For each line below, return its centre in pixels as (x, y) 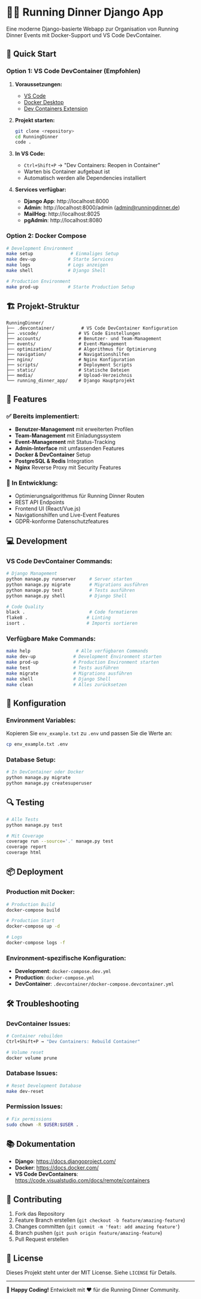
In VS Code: (30, 154)
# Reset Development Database (44, 1086)
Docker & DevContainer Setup (53, 455)
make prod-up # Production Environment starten (83, 662)
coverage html (24, 853)
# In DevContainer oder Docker (45, 772)
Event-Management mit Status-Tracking (65, 442)
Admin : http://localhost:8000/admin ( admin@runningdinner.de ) (102, 208)
